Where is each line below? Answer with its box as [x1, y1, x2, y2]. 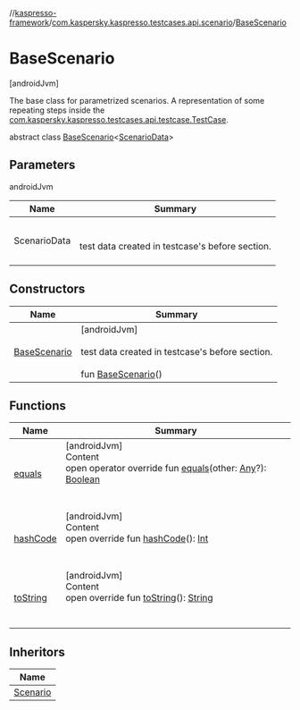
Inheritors [9, 644, 65, 660]
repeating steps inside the [9, 105, 105, 115]
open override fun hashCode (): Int [65, 532, 209, 545]
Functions [9, 398, 67, 413]
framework [9, 17, 50, 28]
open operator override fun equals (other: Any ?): [65, 462, 267, 475]
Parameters [9, 157, 76, 173]
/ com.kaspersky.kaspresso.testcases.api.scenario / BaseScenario [48, 17, 287, 28]
